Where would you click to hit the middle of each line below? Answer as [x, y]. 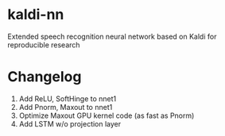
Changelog [45, 77]
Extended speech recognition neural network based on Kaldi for [112, 36]
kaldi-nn [36, 15]
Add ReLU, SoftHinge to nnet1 [68, 98]
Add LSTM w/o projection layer [70, 123]
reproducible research [44, 44]
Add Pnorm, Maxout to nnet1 [66, 107]
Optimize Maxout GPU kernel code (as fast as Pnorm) [107, 115]
